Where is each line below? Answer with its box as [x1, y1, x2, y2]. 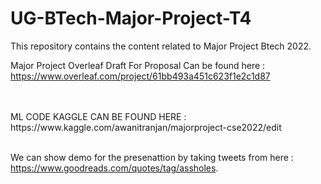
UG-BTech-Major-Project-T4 [10, 7, 252, 30]
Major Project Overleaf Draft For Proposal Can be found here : [10, 59, 266, 71]
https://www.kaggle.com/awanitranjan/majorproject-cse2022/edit [10, 121, 282, 133]
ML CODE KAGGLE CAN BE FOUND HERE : [10, 110, 187, 122]
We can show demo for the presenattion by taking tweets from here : [10, 151, 294, 163]
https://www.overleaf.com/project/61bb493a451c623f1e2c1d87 [10, 70, 271, 82]
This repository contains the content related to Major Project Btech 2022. [10, 40, 312, 52]
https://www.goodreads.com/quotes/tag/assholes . [10, 162, 219, 174]
